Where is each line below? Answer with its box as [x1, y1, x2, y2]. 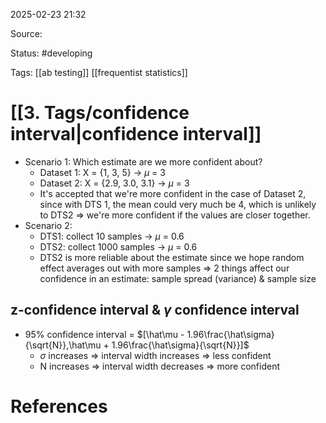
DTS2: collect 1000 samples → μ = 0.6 [39, 240, 198, 253]
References [10, 395, 108, 418]
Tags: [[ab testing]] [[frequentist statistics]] [10, 67, 188, 78]
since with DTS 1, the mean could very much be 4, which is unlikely [39, 198, 317, 210]
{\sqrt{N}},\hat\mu [24, 339, 102, 351]
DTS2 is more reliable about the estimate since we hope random [39, 251, 305, 263]
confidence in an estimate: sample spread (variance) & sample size [39, 272, 317, 284]
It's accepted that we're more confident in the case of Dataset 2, [39, 187, 307, 199]
